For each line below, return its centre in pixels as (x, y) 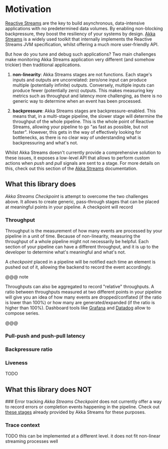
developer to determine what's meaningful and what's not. (66, 252)
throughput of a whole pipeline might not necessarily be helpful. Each (77, 242)
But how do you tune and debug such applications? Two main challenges (81, 54)
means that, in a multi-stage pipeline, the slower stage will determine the (88, 116)
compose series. (23, 313)
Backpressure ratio (29, 349)
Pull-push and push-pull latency (45, 336)
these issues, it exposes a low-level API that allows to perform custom (78, 158)
